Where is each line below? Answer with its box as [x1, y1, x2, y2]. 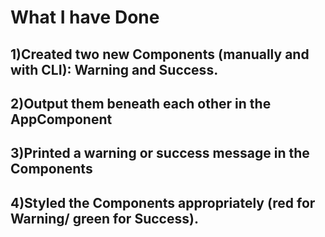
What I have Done [10, 6, 160, 29]
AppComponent [10, 111, 113, 128]
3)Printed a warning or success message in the [10, 145, 310, 162]
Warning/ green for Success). [10, 210, 199, 227]
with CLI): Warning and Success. [10, 61, 219, 78]
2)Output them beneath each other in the [10, 95, 272, 112]
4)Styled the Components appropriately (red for [10, 194, 316, 211]
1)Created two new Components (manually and [10, 46, 310, 63]
